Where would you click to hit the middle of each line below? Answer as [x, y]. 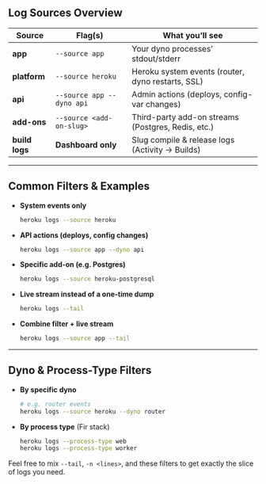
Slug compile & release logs [183, 139]
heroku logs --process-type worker [78, 448]
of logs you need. [37, 472]
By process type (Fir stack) [65, 426]
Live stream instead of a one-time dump [87, 294]
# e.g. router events [55, 404]
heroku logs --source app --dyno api [82, 250]
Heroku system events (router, [188, 71]
